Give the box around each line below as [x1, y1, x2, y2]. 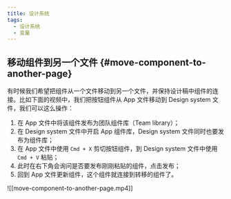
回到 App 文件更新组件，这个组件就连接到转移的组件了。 [17, 170, 178, 179]
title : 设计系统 [7, 10, 50, 17]
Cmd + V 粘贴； [17, 153, 59, 162]
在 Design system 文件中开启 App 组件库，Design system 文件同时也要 [17, 127, 219, 136]
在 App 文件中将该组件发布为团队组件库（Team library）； [17, 118, 180, 127]
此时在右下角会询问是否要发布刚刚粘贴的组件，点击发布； [17, 162, 181, 170]
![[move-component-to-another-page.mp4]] [7, 184, 133, 193]
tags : [7, 17, 23, 23]
